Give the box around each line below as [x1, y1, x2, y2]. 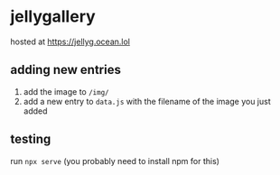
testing [10, 132, 51, 147]
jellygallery [10, 6, 96, 27]
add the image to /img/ [23, 86, 109, 97]
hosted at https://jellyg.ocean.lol [10, 36, 130, 47]
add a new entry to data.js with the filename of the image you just [23, 96, 272, 106]
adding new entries [10, 62, 121, 78]
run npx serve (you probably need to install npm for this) [10, 155, 220, 166]
